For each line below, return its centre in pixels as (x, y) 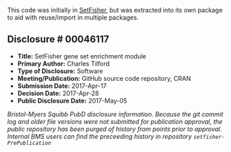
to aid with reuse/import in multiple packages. (73, 17)
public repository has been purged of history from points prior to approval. (114, 129)
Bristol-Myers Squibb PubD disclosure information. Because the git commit (115, 114)
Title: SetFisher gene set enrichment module (82, 56)
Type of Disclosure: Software (60, 71)
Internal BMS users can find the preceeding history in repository (99, 136)
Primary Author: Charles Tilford (64, 63)
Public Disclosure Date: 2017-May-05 (72, 100)
